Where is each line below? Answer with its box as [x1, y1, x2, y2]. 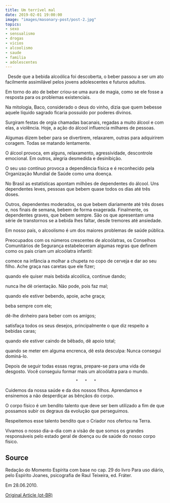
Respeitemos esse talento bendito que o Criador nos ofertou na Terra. [5, 418, 152, 424]
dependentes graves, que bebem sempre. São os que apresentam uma [5, 212, 154, 218]
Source [5, 453, 29, 462]
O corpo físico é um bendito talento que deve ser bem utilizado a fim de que [5, 403, 165, 409]
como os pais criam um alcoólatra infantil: [5, 248, 93, 254]
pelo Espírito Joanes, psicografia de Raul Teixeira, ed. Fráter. [5, 472, 132, 479]
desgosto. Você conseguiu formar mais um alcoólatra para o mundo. [5, 368, 149, 375]
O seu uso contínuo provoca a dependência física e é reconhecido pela [5, 165, 155, 171]
